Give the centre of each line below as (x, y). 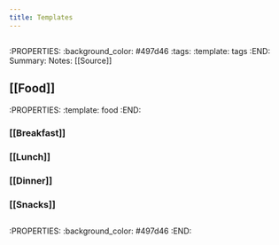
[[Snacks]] (32, 204)
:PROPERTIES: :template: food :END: (75, 110)
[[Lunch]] (30, 156)
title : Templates (41, 17)
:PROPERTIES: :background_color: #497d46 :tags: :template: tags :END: (140, 51)
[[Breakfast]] (38, 132)
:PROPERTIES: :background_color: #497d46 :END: (101, 231)
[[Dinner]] (31, 180)
